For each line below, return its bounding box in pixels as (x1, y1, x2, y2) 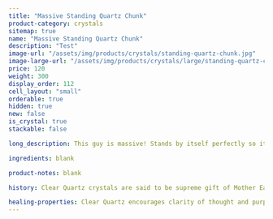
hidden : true (8, 102, 53, 110)
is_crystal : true (8, 118, 67, 126)
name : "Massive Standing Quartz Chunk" (8, 34, 144, 43)
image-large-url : (8, 58, 67, 66)
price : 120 (8, 65, 45, 73)
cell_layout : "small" (8, 87, 82, 96)
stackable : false (8, 125, 67, 133)
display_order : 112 (8, 79, 75, 88)
